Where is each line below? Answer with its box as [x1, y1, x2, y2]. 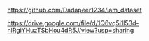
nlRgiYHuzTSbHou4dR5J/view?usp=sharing [7, 27, 134, 34]
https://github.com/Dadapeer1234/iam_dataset [7, 6, 142, 14]
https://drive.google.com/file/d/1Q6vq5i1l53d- [7, 19, 139, 27]
